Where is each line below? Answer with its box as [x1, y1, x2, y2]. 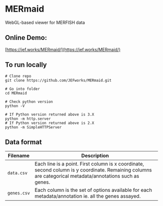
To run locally [5, 61, 47, 69]
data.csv [7, 170, 28, 176]
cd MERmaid [5, 91, 27, 95]
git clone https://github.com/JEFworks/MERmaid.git [5, 78, 112, 83]
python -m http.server [5, 116, 51, 121]
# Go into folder [5, 86, 40, 91]
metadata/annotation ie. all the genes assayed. [34, 193, 141, 200]
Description [81, 152, 109, 159]
